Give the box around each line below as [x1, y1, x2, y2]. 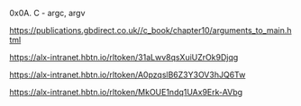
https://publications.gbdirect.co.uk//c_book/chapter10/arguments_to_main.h [9, 25, 292, 35]
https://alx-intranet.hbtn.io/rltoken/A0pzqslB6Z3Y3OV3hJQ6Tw [9, 69, 246, 80]
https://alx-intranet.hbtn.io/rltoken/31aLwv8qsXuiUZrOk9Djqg [9, 52, 239, 62]
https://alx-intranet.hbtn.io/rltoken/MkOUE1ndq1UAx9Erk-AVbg [9, 87, 243, 97]
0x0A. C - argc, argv [9, 8, 86, 18]
